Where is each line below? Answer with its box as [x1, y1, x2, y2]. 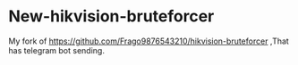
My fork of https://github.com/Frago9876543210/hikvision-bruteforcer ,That [8, 36, 290, 46]
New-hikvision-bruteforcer [8, 6, 215, 27]
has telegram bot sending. [8, 45, 105, 55]
